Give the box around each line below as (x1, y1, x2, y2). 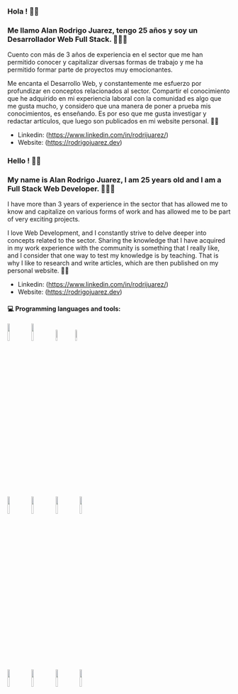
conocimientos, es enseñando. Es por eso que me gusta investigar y (7, 109, 207, 118)
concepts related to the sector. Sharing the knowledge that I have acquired (7, 236, 225, 245)
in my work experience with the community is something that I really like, (7, 244, 220, 253)
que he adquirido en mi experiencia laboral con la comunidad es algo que (7, 94, 222, 103)
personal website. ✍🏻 (7, 266, 69, 275)
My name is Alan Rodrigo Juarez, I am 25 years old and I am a (7, 175, 222, 185)
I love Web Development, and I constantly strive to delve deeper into (7, 228, 207, 237)
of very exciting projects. (7, 215, 80, 224)
